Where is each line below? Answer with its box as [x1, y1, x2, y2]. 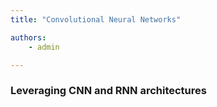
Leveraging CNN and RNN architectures [10, 84, 207, 98]
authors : [10, 32, 47, 43]
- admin [28, 42, 60, 52]
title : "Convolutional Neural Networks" [10, 14, 182, 25]
